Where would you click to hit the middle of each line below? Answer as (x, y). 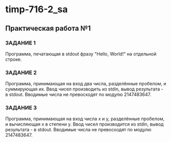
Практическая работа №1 (48, 28)
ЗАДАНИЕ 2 (21, 73)
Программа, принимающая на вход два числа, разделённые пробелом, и (86, 84)
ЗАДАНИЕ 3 (21, 108)
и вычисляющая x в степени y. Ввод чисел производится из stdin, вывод (84, 124)
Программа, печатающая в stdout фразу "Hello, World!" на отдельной (81, 54)
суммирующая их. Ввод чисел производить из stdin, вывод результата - (84, 89)
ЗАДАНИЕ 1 (20, 43)
